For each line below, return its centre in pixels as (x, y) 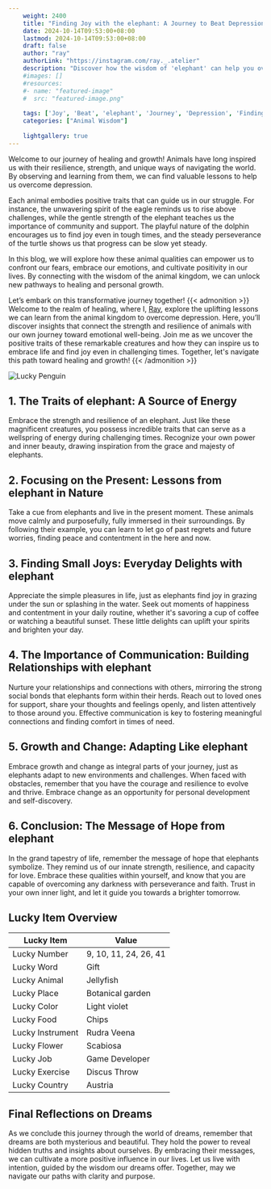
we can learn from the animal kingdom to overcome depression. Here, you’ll (134, 317)
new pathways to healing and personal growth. (86, 284)
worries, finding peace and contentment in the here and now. (110, 538)
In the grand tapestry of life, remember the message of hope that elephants (134, 858)
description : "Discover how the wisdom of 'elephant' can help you (138, 69)
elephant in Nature (56, 493)
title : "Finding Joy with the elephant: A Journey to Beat (124, 23)
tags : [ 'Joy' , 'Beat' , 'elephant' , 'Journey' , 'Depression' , (128, 114)
